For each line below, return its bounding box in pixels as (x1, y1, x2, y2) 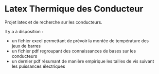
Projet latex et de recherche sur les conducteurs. (4, 19, 103, 25)
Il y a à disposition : (4, 28, 43, 34)
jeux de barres (11, 43, 41, 49)
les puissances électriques (11, 63, 65, 69)
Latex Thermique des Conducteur (4, 3, 144, 14)
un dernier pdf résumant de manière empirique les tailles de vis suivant (11, 58, 154, 64)
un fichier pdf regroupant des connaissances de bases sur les (11, 48, 136, 54)
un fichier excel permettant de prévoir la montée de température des (11, 37, 149, 44)
